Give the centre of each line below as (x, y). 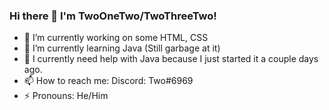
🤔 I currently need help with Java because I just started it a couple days (171, 59)
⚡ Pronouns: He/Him (66, 96)
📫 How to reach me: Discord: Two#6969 (108, 81)
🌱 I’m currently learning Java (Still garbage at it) (122, 48)
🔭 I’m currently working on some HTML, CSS (116, 38)
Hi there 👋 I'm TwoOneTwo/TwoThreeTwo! (113, 16)
